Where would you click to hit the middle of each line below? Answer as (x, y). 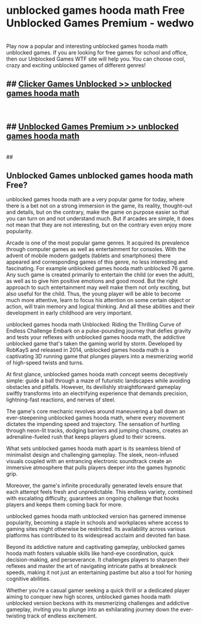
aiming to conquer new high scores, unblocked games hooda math (89, 597)
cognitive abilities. (28, 579)
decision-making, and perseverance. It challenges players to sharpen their (98, 560)
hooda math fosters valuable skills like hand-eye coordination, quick (90, 553)
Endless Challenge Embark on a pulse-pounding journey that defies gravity (99, 331)
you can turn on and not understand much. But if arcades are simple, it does (100, 219)
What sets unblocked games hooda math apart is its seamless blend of (94, 449)
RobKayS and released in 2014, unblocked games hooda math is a (88, 350)
